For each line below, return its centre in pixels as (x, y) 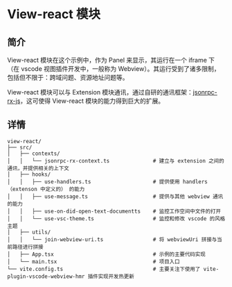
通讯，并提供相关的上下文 (38, 168)
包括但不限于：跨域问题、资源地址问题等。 (68, 77)
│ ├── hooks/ (29, 174)
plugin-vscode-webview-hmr (46, 276)
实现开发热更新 (116, 276)
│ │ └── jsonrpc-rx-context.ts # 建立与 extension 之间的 (116, 161)
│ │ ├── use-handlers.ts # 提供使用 (93, 181)
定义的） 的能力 (65, 189)
